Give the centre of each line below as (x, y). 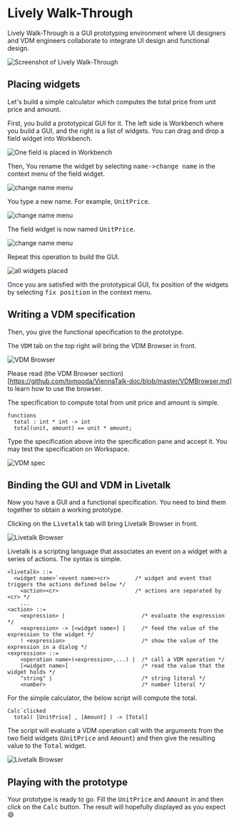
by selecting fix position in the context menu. (80, 292)
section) (111, 373)
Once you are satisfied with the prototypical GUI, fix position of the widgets (118, 285)
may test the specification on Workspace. (68, 449)
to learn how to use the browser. (55, 388)
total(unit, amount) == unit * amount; (73, 428)
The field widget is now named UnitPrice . (71, 229)
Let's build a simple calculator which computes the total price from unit (112, 102)
